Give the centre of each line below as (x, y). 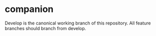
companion (29, 9)
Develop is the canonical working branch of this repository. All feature (78, 23)
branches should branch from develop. (45, 28)
